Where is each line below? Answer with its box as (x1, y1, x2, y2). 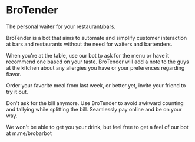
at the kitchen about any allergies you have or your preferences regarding (6, 64, 185, 71)
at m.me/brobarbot (6, 130, 52, 137)
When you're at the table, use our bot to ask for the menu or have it (6, 52, 170, 59)
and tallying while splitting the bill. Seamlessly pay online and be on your (6, 106, 182, 113)
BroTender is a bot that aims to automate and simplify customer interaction (6, 34, 187, 41)
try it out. (6, 88, 28, 95)
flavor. (6, 70, 22, 77)
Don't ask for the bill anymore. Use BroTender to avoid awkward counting (6, 99, 184, 106)
